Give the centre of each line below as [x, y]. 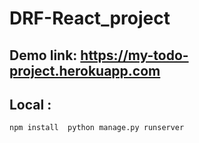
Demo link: [43, 55]
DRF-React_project [90, 18]
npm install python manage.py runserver [97, 128]
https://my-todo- [134, 55]
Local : [30, 104]
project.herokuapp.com [85, 70]
